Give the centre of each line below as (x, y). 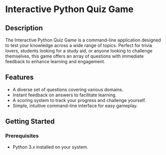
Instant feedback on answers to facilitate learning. (65, 95)
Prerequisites (22, 136)
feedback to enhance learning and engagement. (55, 61)
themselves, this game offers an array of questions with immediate (74, 56)
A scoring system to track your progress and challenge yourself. (79, 100)
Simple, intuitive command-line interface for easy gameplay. (75, 106)
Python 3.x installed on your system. (50, 147)
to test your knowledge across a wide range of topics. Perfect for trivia (79, 45)
